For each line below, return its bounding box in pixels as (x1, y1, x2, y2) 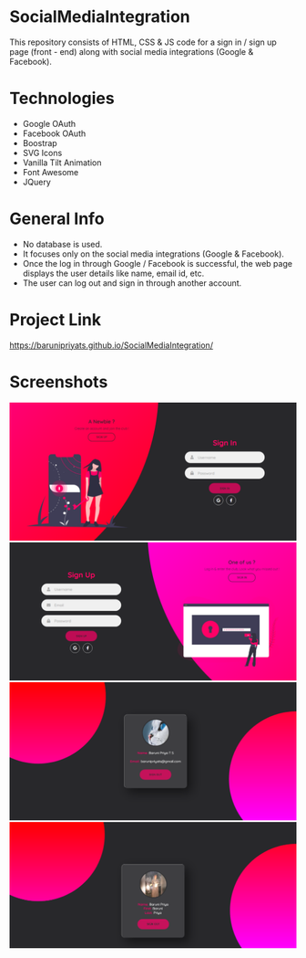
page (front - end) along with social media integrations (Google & (9, 46, 254, 57)
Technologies (9, 89, 116, 109)
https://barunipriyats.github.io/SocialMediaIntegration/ (9, 340, 214, 351)
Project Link (9, 310, 102, 330)
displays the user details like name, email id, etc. (22, 268, 205, 279)
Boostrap (22, 137, 57, 148)
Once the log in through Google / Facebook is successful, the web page (22, 258, 293, 268)
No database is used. (22, 238, 103, 249)
